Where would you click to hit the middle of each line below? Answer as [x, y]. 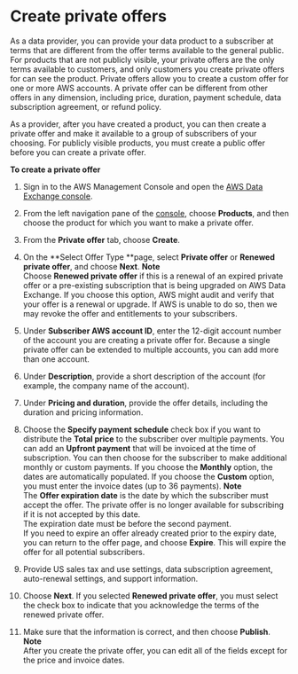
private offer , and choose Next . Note [91, 266]
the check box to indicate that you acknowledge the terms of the [141, 605]
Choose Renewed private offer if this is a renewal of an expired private [153, 276]
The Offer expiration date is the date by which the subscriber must [145, 495]
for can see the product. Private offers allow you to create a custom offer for [149, 78]
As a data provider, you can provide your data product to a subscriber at [142, 41]
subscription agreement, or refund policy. [86, 106]
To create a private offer [55, 169]
